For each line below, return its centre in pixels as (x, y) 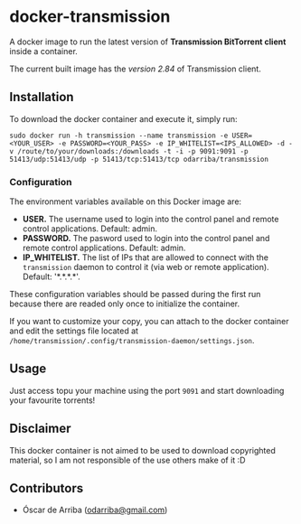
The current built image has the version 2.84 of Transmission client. (136, 69)
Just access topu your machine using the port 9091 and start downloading (147, 390)
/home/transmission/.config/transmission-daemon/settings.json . (132, 341)
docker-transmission (90, 17)
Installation (42, 97)
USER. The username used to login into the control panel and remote (150, 220)
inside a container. (44, 51)
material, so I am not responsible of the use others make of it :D (127, 460)
